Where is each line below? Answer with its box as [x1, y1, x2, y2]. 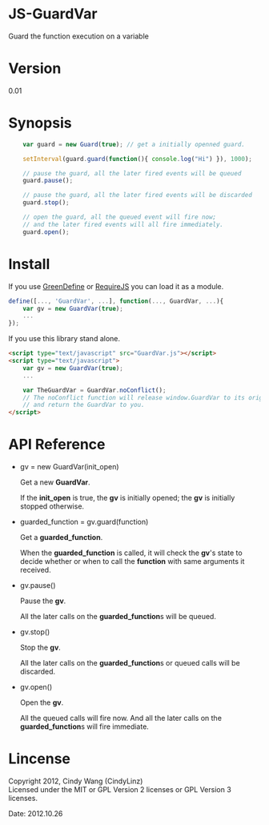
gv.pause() [19, 581, 56, 590]
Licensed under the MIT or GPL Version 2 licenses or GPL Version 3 [8, 785, 232, 794]
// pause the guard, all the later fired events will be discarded [22, 191, 252, 199]
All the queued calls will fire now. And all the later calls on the [19, 714, 223, 723]
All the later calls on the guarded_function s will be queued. [19, 612, 216, 622]
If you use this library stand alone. [8, 334, 121, 344]
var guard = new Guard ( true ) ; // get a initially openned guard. [22, 140, 246, 148]
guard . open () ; [22, 227, 70, 236]
